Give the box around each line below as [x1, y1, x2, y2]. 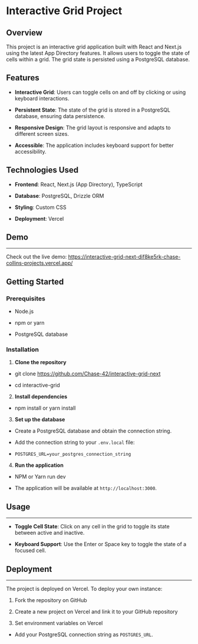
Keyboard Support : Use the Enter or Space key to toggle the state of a [14, 541, 187, 548]
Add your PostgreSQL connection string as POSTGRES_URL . [14, 631, 153, 638]
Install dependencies [14, 393, 68, 400]
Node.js [14, 308, 34, 315]
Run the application [14, 462, 64, 469]
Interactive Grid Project [6, 4, 123, 18]
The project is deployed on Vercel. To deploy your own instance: [6, 586, 163, 593]
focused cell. [14, 547, 47, 554]
